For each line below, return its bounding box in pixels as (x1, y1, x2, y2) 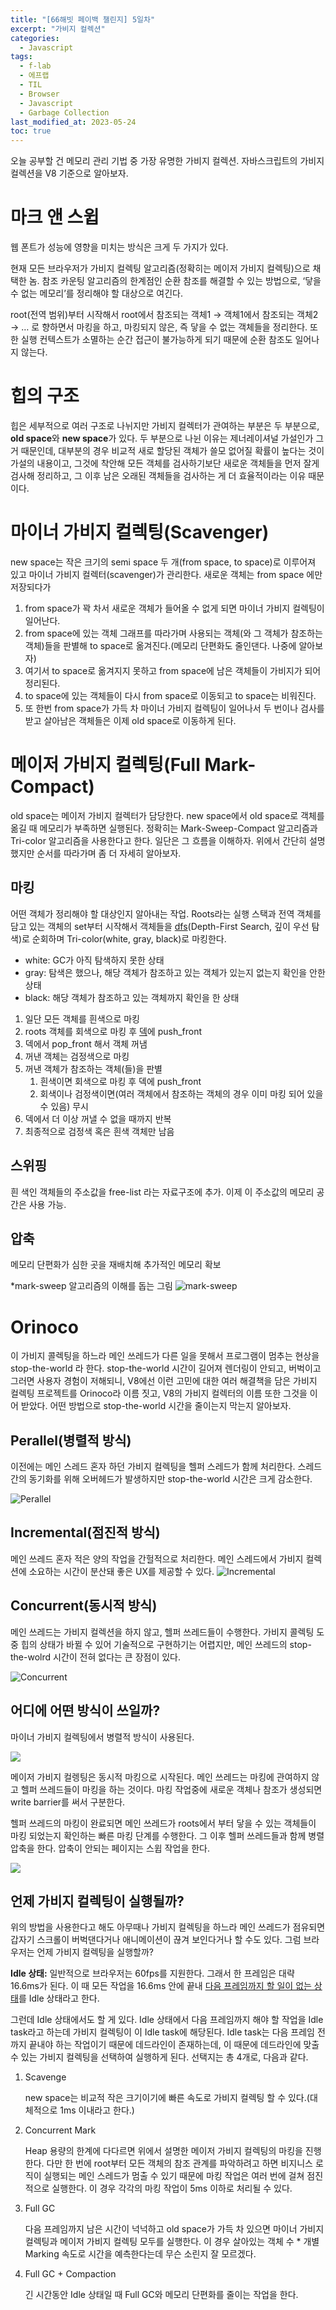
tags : (10, 52, 33, 62)
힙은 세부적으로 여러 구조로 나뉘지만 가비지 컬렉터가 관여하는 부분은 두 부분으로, (10, 420, 320, 431)
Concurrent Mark (24, 2124, 97, 2136)
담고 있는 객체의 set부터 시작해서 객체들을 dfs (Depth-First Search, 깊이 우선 (10, 920, 310, 932)
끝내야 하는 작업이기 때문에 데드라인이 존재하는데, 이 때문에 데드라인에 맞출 (28, 2039, 320, 2051)
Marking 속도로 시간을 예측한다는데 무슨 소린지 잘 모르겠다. (24, 2248, 257, 2260)
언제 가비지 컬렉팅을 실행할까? (36, 1946, 154, 1958)
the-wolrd (10, 1651, 52, 1663)
